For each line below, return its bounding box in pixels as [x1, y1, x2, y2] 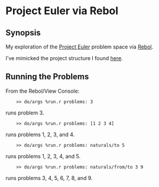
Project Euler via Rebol [5, 4, 119, 18]
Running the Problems [5, 72, 89, 82]
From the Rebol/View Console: [5, 87, 80, 94]
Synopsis [5, 28, 41, 38]
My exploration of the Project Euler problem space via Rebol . [5, 43, 154, 50]
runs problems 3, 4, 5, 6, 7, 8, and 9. [5, 174, 93, 181]
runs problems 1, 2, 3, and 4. [5, 131, 75, 138]
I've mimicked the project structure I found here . [5, 55, 124, 61]
